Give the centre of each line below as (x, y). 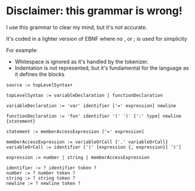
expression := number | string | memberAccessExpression (78, 157)
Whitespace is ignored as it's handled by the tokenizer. (81, 61)
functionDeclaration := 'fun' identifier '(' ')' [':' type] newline (94, 116)
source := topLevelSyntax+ (39, 85)
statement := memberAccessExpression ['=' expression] (75, 131)
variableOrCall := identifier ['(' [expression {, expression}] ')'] (94, 147)
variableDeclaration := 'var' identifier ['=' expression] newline (91, 106)
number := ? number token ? (41, 173)
